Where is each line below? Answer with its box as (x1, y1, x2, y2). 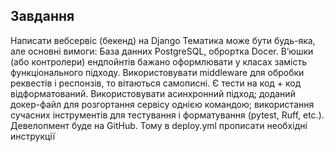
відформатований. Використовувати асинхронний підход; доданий (10, 87, 296, 99)
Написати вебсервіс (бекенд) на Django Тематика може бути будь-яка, (10, 34, 316, 46)
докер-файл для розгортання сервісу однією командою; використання (10, 98, 315, 110)
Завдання (10, 8, 75, 25)
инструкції (10, 130, 56, 142)
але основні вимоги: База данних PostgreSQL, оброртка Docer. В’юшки (10, 45, 314, 57)
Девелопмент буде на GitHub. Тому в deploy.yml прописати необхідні (10, 119, 308, 131)
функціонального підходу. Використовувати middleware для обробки (10, 66, 305, 78)
